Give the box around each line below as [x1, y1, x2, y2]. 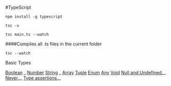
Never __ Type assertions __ [5, 75, 61, 81]
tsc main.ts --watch [5, 32, 50, 37]
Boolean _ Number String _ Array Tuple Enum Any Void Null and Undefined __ [5, 70, 166, 75]
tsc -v [5, 23, 19, 28]
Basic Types [5, 60, 31, 66]
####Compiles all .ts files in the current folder [5, 41, 102, 47]
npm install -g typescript [5, 14, 63, 19]
